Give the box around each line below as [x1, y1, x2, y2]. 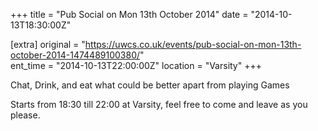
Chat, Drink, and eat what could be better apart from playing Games [10, 79, 290, 91]
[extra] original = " [10, 39, 86, 50]
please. [10, 109, 41, 121]
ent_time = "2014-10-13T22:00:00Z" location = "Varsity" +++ [10, 60, 262, 71]
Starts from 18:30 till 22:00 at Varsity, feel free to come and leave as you [10, 99, 308, 110]
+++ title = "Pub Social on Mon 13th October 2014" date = [10, 9, 249, 20]
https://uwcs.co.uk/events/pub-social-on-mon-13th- [84, 39, 302, 50]
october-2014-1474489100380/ [10, 49, 141, 61]
